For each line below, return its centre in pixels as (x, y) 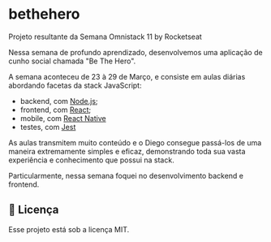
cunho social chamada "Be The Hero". (72, 61)
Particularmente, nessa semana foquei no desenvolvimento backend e (126, 175)
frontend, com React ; (56, 110)
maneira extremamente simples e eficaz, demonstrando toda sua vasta (127, 151)
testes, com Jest (48, 127)
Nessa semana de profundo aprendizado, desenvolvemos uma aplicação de (135, 52)
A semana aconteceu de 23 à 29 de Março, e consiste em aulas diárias (127, 76)
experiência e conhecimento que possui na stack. (91, 160)
